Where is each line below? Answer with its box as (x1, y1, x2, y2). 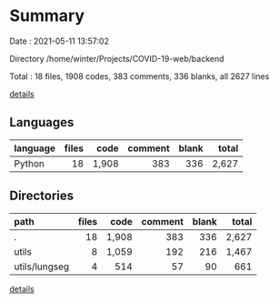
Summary (9, 5, 85, 26)
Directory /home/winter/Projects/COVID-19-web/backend (9, 53, 224, 64)
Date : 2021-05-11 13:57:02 (9, 35, 109, 46)
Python (14, 157, 45, 169)
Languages (9, 115, 75, 130)
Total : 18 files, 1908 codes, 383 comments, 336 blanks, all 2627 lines (9, 70, 270, 82)
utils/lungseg (14, 260, 70, 273)
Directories (9, 188, 75, 204)
